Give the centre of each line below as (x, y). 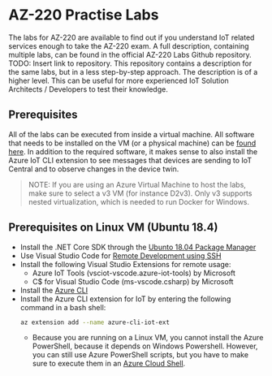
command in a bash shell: (63, 307)
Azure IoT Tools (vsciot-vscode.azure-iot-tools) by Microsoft (134, 273)
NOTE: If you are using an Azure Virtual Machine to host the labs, (137, 184)
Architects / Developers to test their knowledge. (88, 89)
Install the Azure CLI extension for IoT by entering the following (125, 299)
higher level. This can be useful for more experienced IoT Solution (119, 80)
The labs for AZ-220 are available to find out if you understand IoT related (132, 37)
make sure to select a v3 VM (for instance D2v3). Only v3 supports (140, 193)
